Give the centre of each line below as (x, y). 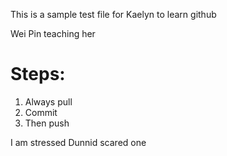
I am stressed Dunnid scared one (78, 142)
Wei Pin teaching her (53, 33)
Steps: (38, 74)
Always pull (48, 101)
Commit (41, 112)
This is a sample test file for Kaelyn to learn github (113, 14)
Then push (47, 123)
